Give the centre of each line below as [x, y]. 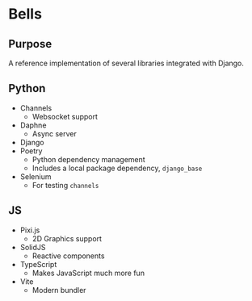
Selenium [36, 176]
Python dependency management [88, 159]
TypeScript [38, 264]
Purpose [30, 44]
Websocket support [65, 116]
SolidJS [33, 247]
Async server [54, 133]
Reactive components [68, 256]
